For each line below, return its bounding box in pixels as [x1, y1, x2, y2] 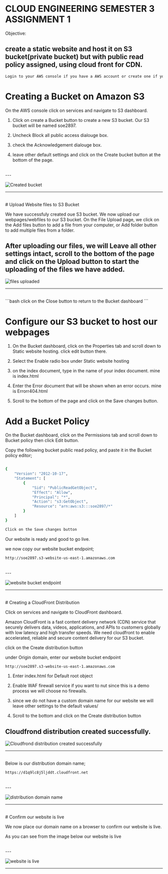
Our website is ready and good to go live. [5, 536, 90, 542]
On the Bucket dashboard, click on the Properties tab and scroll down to [12, 343, 161, 349]
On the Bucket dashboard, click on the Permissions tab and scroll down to [5, 432, 157, 438]
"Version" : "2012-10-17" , [14, 471, 68, 477]
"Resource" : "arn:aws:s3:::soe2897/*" [31, 504, 113, 509]
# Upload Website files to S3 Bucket [5, 201, 79, 207]
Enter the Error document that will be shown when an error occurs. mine [12, 383, 161, 389]
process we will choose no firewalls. [12, 688, 87, 694]
